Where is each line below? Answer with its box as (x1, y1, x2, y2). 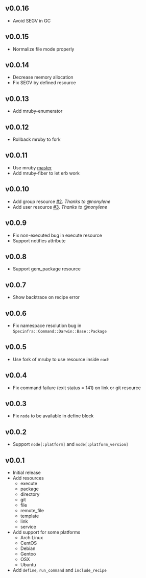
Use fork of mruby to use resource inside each (12, 356, 110, 362)
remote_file (20, 508, 44, 513)
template (20, 513, 39, 519)
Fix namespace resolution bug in (12, 322, 82, 329)
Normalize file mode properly (12, 46, 75, 52)
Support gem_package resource (12, 266, 81, 272)
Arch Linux (20, 535, 43, 540)
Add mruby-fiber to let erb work (12, 170, 80, 176)
